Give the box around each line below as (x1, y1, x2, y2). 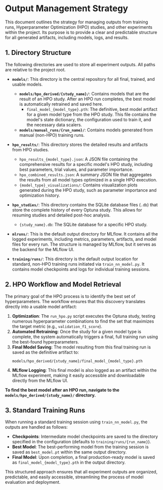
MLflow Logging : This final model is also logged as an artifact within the (12, 367, 157, 373)
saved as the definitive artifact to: (12, 349, 79, 355)
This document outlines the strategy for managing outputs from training (5, 19, 148, 25)
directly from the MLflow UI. (12, 378, 68, 383)
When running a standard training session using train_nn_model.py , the (5, 419, 148, 425)
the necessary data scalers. (26, 122, 82, 127)
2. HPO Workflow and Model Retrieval (5, 280, 121, 289)
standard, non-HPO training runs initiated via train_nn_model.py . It (12, 261, 145, 267)
